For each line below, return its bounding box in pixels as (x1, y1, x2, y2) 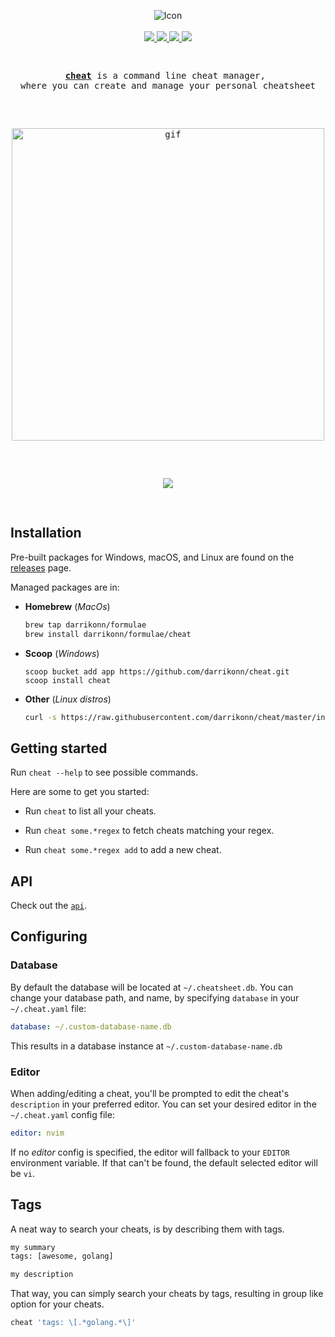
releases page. (10, 561, 72, 574)
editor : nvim (10, 1128, 65, 1138)
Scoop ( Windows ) (24, 647, 100, 659)
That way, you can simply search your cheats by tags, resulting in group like (10, 1288, 324, 1300)
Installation (10, 525, 82, 542)
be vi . (10, 1167, 36, 1179)
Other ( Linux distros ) (24, 693, 112, 705)
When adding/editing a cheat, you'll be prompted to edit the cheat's (10, 1087, 290, 1099)
